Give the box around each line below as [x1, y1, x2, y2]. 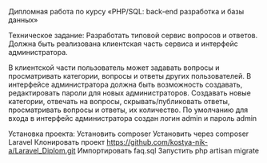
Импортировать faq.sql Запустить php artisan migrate [77, 146, 260, 155]
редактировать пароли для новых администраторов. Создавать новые [8, 88, 252, 98]
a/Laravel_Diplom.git [8, 146, 76, 155]
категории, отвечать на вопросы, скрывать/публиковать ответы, [8, 97, 230, 106]
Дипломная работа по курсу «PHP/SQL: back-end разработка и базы [8, 7, 245, 16]
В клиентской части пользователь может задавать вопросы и [8, 63, 220, 72]
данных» [8, 15, 38, 25]
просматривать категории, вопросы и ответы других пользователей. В [8, 72, 252, 80]
